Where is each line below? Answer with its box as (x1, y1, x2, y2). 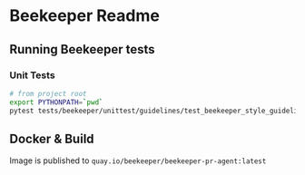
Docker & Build (9, 131, 94, 146)
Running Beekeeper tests (9, 42, 155, 57)
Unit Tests (9, 69, 56, 82)
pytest (9, 106, 34, 115)
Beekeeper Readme (9, 5, 161, 26)
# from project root (9, 89, 88, 98)
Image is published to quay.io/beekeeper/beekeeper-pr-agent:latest (9, 155, 267, 166)
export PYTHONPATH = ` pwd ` (9, 97, 103, 107)
